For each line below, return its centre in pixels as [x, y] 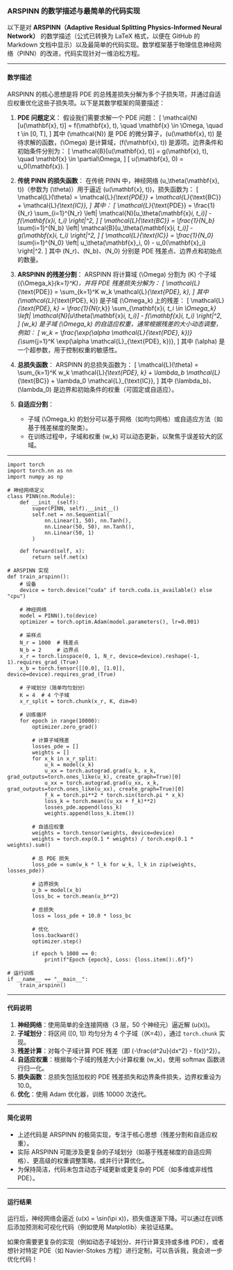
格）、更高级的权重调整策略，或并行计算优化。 [83, 1160]
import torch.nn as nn [40, 470]
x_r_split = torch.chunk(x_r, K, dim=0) [79, 701]
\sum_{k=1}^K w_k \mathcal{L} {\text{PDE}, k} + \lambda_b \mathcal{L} [119, 372]
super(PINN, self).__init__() [76, 509]
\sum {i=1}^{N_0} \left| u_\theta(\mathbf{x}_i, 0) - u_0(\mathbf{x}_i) [111, 242]
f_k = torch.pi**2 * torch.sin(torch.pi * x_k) [114, 795]
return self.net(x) [60, 557]
